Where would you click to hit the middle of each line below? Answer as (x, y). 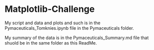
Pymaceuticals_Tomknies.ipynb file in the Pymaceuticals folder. (69, 28)
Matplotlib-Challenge (50, 9)
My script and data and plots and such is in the (52, 23)
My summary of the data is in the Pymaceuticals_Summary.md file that (77, 38)
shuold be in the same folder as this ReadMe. (51, 43)
